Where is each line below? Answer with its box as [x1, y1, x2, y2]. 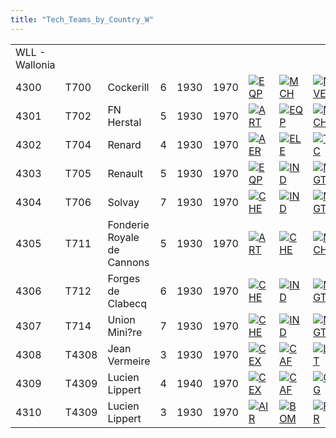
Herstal [107, 115, 142, 129]
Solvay [107, 195, 140, 209]
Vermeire [107, 354, 151, 368]
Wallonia [15, 57, 56, 71]
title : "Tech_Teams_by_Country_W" [10, 14, 155, 25]
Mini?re [107, 325, 143, 339]
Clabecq [107, 296, 148, 310]
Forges [107, 271, 141, 285]
